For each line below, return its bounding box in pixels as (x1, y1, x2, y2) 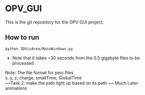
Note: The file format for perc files (5, 70, 74, 75)
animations (5, 85, 27, 91)
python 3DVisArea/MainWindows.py (5, 46, 73, 51)
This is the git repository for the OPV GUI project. (5, 19, 104, 25)
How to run (5, 33, 40, 42)
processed (12, 60, 34, 66)
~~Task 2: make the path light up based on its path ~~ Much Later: (5, 80, 139, 86)
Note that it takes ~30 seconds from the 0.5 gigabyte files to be (12, 55, 140, 61)
